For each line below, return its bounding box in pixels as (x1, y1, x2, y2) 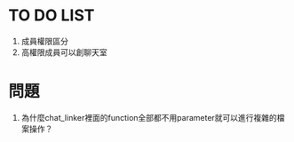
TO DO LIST (8, 5, 95, 26)
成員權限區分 (20, 35, 68, 46)
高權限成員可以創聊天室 (20, 46, 107, 58)
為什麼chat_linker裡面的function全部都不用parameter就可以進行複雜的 (20, 112, 277, 122)
